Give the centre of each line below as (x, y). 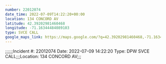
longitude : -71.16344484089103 (37, 28)
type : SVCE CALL (22, 32)
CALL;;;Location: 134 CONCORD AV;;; (43, 56)
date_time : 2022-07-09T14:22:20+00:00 (45, 14)
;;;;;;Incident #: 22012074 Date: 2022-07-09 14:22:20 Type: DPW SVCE (77, 51)
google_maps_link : (24, 37)
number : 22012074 (23, 10)
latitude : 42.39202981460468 (35, 23)
